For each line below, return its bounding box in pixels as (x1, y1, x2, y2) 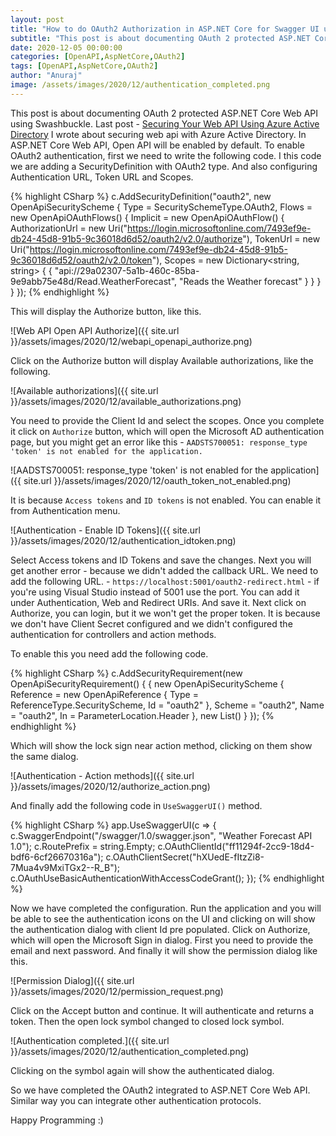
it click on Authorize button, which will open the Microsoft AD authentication (10, 425, 325, 437)
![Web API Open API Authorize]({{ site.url (10, 324, 180, 336)
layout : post (10, 14, 65, 25)
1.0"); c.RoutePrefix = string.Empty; (10, 840, 156, 852)
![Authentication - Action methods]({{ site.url (10, 769, 195, 781)
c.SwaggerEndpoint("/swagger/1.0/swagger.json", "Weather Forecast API (10, 829, 313, 841)
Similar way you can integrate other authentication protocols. (10, 1094, 262, 1106)
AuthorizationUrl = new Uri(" (10, 222, 128, 234)
